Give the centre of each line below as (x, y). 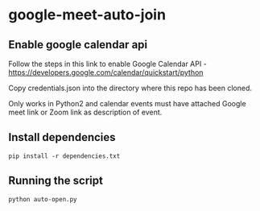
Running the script (56, 181)
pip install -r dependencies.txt (64, 156)
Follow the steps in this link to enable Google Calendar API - (107, 64)
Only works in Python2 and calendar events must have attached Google (128, 103)
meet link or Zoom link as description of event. (85, 112)
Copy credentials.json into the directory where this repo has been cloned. (130, 88)
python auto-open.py (43, 199)
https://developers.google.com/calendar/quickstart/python (106, 72)
